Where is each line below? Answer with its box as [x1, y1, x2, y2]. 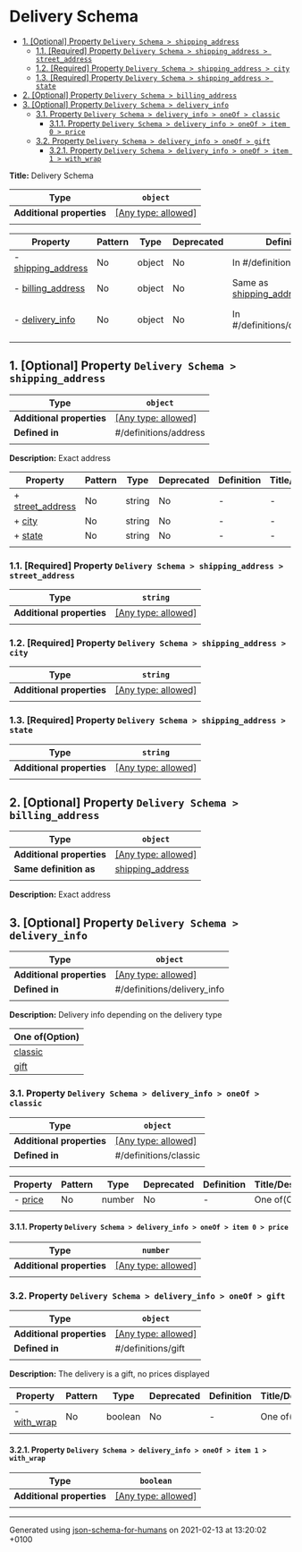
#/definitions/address [114, 426, 206, 439]
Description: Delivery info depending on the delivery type [9, 1010, 222, 1020]
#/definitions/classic [114, 1148, 201, 1161]
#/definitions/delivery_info [114, 983, 225, 995]
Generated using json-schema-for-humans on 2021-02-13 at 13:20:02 [9, 1524, 267, 1536]
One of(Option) [13, 1031, 80, 1044]
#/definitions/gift [114, 1343, 185, 1355]
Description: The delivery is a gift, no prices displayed [9, 1369, 210, 1379]
